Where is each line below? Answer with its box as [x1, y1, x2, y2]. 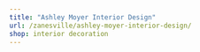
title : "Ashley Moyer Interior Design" [9, 12, 157, 22]
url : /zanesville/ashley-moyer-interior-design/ [9, 21, 192, 30]
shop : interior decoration [9, 29, 109, 38]
